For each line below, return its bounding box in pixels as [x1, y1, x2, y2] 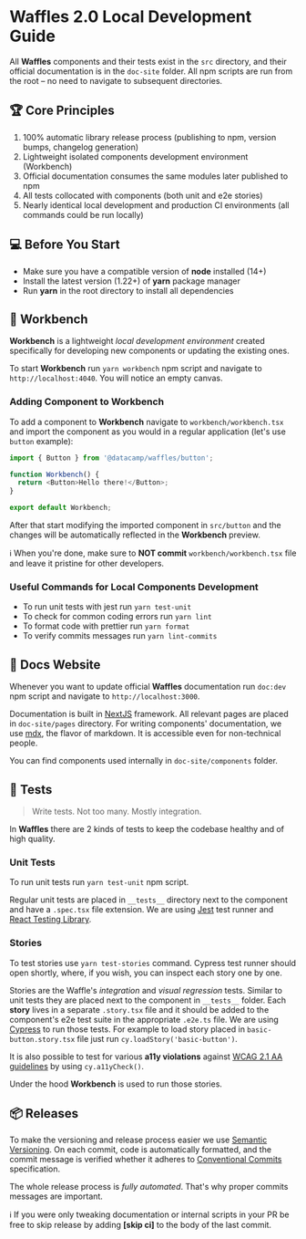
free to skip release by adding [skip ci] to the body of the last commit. [9, 1220, 271, 1231]
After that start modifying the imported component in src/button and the [9, 520, 282, 531]
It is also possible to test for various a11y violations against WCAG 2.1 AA [9, 1051, 283, 1062]
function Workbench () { [9, 470, 100, 479]
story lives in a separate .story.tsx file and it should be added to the [9, 1004, 270, 1015]
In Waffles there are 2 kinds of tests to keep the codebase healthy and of [9, 823, 285, 834]
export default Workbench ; [9, 504, 112, 513]
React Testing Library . [9, 914, 92, 925]
